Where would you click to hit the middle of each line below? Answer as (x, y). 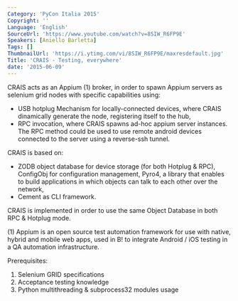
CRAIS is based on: (36, 152)
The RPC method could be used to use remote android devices (110, 131)
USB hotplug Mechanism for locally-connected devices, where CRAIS (119, 108)
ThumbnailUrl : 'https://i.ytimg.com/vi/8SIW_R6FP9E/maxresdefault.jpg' (115, 54)
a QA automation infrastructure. (53, 247)
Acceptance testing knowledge (63, 282)
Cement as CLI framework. (57, 196)
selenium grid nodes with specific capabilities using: (84, 95)
